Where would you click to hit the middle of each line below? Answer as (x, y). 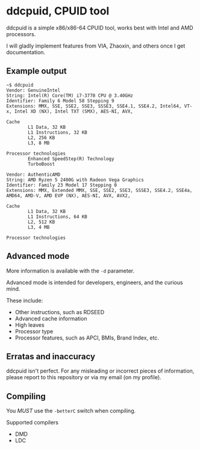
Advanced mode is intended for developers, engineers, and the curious (95, 282)
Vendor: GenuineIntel (33, 90)
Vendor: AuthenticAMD (33, 175)
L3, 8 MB (39, 143)
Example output (37, 71)
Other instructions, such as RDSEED (60, 312)
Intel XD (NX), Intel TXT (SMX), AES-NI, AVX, (74, 111)
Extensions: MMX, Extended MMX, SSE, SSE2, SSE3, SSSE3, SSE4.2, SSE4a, (99, 190)
